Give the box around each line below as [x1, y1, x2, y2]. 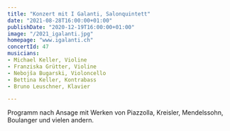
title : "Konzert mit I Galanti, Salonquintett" [7, 10, 151, 18]
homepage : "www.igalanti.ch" [7, 37, 94, 44]
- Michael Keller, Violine [7, 57, 87, 64]
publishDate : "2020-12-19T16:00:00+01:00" [7, 23, 135, 30]
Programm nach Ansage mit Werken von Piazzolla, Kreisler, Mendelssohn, [7, 108, 224, 117]
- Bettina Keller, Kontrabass [7, 76, 97, 84]
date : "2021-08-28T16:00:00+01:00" [7, 17, 113, 24]
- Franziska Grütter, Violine [7, 63, 97, 70]
